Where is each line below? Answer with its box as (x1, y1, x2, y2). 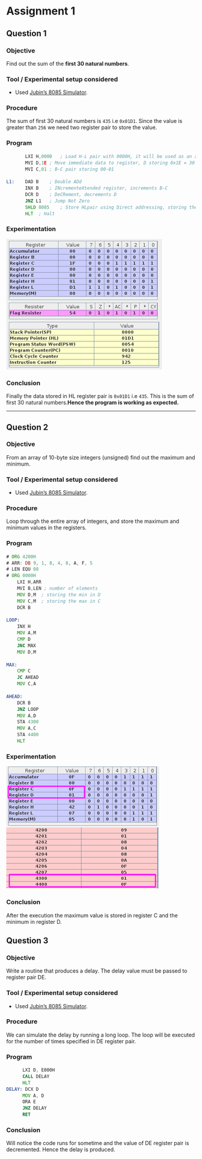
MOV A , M (17, 630, 36, 636)
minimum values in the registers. (6, 524, 87, 531)
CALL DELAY (22, 1073, 50, 1079)
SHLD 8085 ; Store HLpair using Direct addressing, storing (25, 204, 187, 210)
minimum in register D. (6, 918, 62, 925)
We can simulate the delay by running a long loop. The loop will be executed (6, 1031, 195, 1038)
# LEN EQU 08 (6, 566, 39, 572)
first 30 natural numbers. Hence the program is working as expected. (6, 399, 179, 406)
